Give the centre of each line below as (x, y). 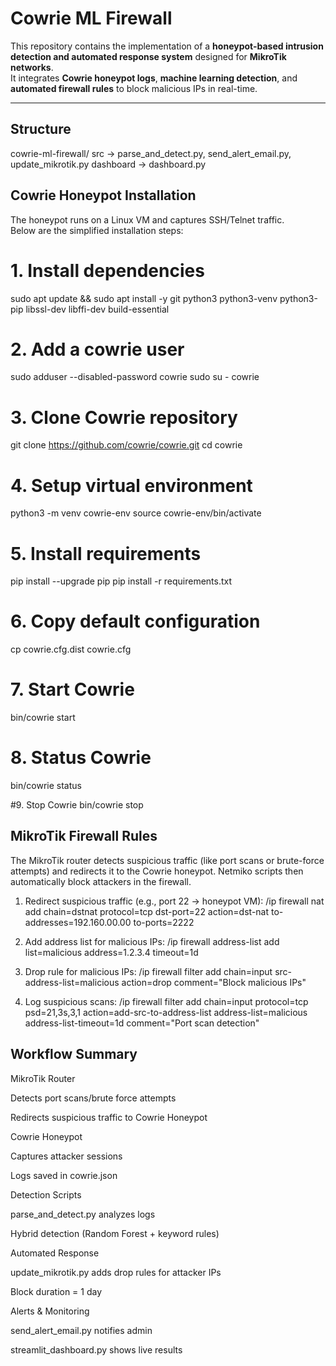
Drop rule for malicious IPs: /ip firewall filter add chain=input (148, 971)
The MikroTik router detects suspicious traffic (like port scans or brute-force (167, 860)
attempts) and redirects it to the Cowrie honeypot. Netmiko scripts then (157, 871)
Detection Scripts (46, 1194)
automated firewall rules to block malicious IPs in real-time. (134, 88)
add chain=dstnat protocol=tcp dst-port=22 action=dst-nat (147, 911)
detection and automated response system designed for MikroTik (148, 56)
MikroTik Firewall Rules (84, 836)
